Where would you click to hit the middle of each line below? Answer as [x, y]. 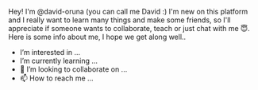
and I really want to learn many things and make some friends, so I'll [119, 20]
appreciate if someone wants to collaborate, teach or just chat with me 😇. [129, 28]
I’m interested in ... [50, 52]
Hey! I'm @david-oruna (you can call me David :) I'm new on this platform [128, 12]
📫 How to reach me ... [56, 78]
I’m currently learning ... [58, 61]
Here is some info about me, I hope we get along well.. [97, 37]
